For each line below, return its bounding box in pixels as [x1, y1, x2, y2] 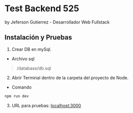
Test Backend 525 [4, 3, 79, 14]
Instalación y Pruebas [4, 33, 72, 42]
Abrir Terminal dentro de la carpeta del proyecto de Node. [11, 74, 129, 81]
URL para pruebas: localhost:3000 [11, 102, 81, 108]
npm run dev [4, 93, 29, 98]
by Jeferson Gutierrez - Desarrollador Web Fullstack [4, 19, 110, 25]
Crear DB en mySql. [11, 46, 52, 52]
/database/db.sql [16, 65, 51, 71]
